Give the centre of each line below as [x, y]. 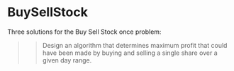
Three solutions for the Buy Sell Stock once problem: [84, 32]
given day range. [67, 60]
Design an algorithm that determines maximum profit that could [135, 45]
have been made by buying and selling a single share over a [130, 53]
